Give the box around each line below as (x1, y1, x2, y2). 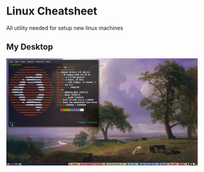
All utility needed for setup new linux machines (6, 24, 123, 31)
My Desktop (6, 42, 53, 52)
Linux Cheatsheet (6, 4, 98, 18)
